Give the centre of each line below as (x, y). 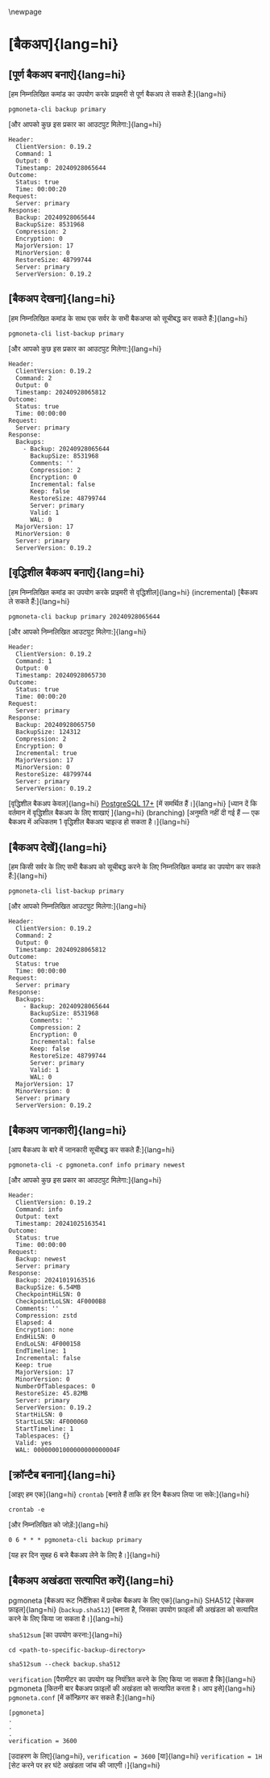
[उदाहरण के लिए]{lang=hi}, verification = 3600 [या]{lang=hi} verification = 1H (135, 1756)
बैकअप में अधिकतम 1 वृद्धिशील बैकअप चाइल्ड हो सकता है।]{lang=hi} (99, 821)
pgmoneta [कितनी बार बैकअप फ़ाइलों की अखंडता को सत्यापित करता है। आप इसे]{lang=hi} (132, 1688)
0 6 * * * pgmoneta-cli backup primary (75, 1540)
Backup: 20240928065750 (55, 724)
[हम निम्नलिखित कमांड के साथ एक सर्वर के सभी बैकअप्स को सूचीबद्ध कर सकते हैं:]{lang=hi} (128, 318)
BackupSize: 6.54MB (48, 1288)
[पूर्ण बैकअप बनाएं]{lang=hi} (67, 75)
